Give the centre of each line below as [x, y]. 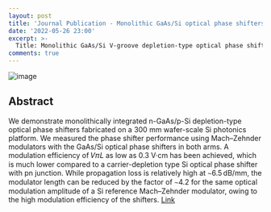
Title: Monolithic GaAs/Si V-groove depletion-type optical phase [129, 46]
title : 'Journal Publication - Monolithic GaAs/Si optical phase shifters [137, 23]
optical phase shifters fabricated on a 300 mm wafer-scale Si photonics [127, 129]
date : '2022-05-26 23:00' [52, 31]
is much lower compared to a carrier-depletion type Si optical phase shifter [133, 164]
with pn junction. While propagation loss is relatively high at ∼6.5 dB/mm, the [135, 173]
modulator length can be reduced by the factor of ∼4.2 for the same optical [133, 181]
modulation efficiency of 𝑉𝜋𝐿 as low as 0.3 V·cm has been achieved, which [132, 155]
